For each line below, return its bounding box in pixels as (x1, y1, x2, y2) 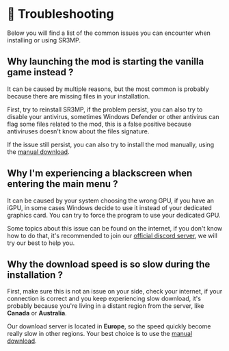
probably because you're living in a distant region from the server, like (7, 302, 204, 310)
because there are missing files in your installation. (7, 92, 150, 100)
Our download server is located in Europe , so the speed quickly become (7, 322, 211, 330)
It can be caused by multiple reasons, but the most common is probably (7, 85, 210, 93)
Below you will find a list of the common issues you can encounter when (7, 29, 211, 37)
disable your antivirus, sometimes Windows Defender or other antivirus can (7, 112, 220, 120)
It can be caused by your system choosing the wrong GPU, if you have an (7, 196, 214, 205)
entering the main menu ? (7, 178, 118, 190)
